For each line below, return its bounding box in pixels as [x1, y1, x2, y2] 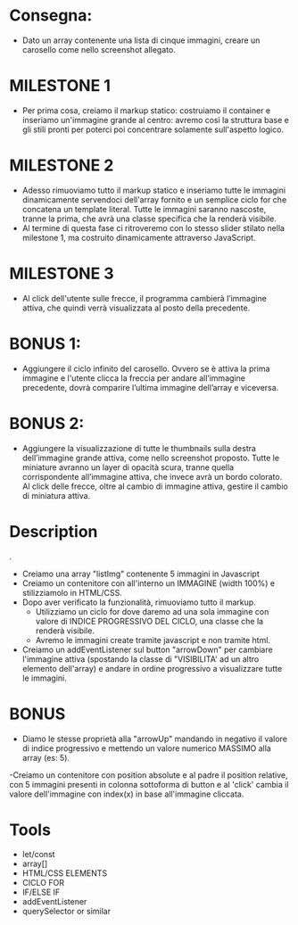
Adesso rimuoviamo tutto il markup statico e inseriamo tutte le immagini [21, 185, 286, 195]
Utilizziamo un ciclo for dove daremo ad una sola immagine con [35, 606, 269, 616]
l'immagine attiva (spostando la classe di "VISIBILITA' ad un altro [21, 653, 260, 665]
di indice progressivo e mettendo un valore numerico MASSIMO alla [21, 742, 272, 754]
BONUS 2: [9, 413, 85, 434]
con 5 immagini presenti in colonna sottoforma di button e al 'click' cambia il [9, 779, 289, 789]
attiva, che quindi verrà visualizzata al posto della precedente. [21, 302, 251, 313]
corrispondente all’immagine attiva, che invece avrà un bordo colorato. [21, 471, 283, 482]
